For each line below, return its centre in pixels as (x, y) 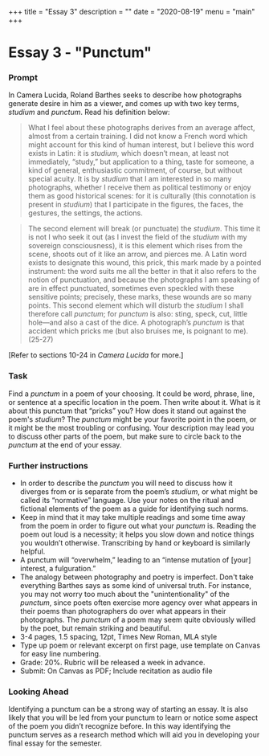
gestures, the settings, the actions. (85, 213)
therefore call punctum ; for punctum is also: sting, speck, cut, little (138, 314)
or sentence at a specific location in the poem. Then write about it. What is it (134, 402)
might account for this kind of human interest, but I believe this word (141, 145)
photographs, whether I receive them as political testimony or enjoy (139, 187)
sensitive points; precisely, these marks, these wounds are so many (140, 297)
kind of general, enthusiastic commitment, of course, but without (135, 170)
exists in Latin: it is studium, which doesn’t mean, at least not (128, 153)
